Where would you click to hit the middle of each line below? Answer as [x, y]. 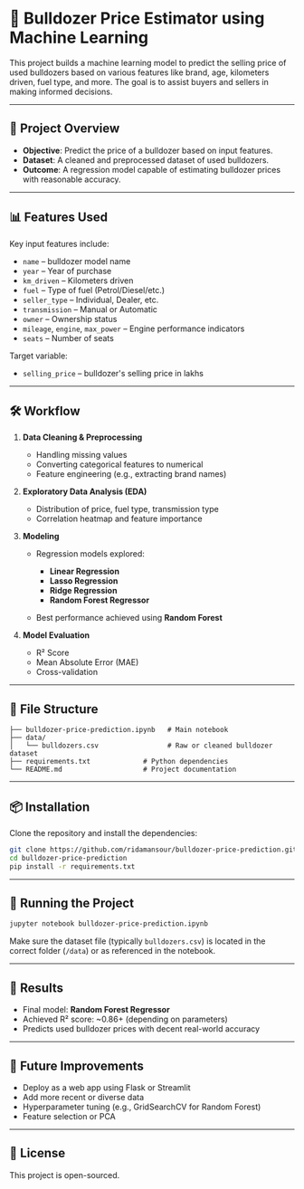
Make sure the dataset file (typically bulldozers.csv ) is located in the [138, 941]
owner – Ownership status [70, 319]
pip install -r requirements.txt [72, 866]
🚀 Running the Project [71, 904]
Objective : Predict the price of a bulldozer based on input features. [147, 150]
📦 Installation [50, 807]
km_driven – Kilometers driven [78, 281]
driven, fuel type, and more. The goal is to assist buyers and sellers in [139, 81]
